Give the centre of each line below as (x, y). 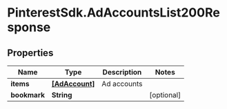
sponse (29, 27)
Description (122, 72)
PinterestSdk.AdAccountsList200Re (114, 13)
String (62, 95)
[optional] (165, 95)
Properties (30, 53)
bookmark (28, 95)
